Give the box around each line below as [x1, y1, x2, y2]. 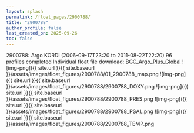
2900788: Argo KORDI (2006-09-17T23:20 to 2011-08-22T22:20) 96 [6, 52, 172, 59]
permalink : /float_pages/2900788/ [6, 14, 91, 20]
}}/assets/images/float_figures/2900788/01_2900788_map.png [6, 71, 159, 77]
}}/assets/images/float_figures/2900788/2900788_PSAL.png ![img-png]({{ [6, 108, 187, 115]
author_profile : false [6, 25, 62, 31]
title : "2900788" [6, 19, 49, 25]
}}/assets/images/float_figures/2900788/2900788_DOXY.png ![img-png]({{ [6, 83, 189, 90]
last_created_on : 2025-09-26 [6, 30, 78, 36]
